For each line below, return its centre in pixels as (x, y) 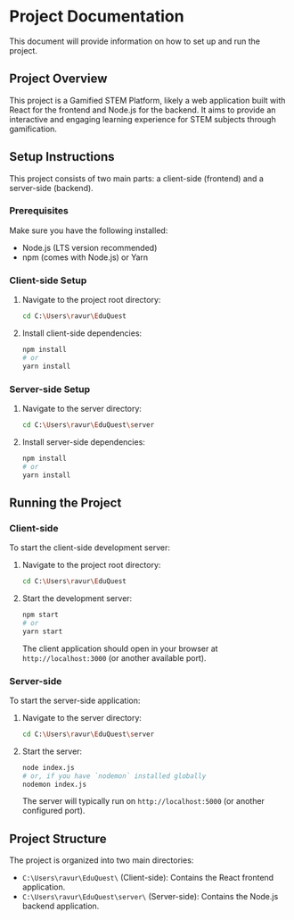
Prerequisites (39, 211)
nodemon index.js (54, 784)
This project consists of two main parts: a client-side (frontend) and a (137, 178)
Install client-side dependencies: (82, 333)
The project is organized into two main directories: (102, 860)
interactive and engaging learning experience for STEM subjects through (143, 119)
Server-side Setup (50, 389)
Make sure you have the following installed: (89, 230)
